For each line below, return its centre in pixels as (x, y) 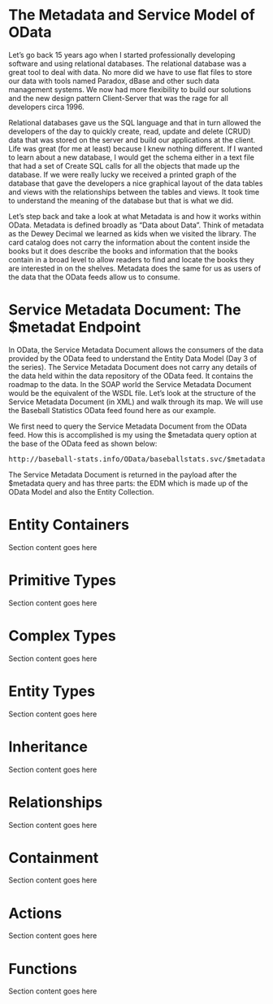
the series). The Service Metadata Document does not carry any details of (133, 367)
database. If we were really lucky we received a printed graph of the (123, 174)
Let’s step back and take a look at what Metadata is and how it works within (135, 216)
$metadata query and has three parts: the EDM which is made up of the (128, 483)
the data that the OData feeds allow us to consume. (94, 277)
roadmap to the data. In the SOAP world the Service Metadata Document (130, 384)
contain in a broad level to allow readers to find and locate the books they (131, 259)
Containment (54, 858)
